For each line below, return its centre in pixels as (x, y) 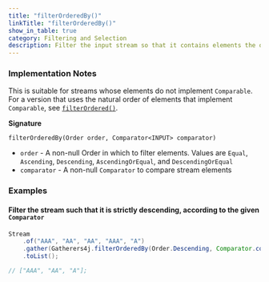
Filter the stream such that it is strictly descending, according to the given (134, 210)
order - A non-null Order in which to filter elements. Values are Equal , (134, 153)
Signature (25, 123)
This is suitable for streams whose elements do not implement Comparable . (131, 91)
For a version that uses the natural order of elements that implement (120, 99)
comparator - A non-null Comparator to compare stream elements (126, 170)
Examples (28, 191)
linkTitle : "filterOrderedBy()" (62, 23)
